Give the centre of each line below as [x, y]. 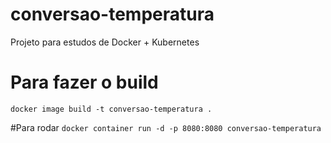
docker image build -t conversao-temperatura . [111, 109]
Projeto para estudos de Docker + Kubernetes [105, 42]
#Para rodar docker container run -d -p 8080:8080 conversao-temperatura [166, 127]
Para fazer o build [84, 82]
